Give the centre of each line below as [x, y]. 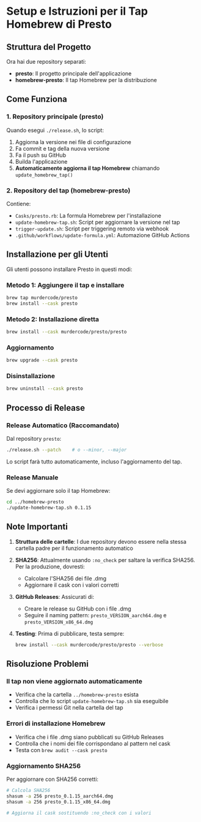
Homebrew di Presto [59, 24]
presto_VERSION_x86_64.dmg [59, 622]
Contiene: [19, 204]
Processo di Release [46, 408]
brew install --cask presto [42, 303]
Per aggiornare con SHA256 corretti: [53, 779]
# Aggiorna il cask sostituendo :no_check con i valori [79, 813]
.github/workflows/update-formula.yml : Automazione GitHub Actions [102, 235]
